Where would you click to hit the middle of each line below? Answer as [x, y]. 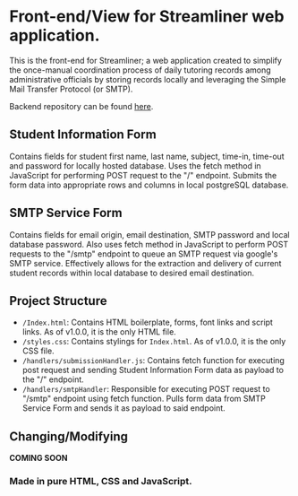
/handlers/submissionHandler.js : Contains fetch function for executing [153, 361]
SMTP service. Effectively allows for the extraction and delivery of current [145, 263]
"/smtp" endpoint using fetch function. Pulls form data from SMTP [144, 399]
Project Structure [58, 301]
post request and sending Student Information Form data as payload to [153, 370]
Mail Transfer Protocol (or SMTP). [71, 89]
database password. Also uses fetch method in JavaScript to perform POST [149, 244]
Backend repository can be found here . [81, 106]
